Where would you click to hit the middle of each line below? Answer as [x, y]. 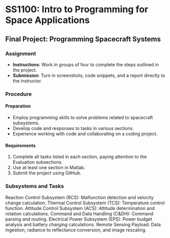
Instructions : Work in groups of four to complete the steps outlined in [86, 64]
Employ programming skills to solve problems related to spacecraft [83, 117]
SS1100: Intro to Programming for [77, 9]
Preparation [18, 106]
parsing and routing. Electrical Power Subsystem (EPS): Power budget [79, 219]
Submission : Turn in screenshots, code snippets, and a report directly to [89, 75]
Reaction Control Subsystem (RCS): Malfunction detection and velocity [79, 197]
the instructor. [27, 81]
